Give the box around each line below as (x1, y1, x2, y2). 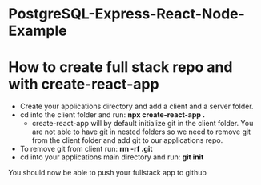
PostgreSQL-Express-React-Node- (8, 5, 246, 23)
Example (8, 22, 67, 40)
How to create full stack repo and (8, 58, 233, 77)
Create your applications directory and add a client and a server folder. (19, 101, 254, 112)
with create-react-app (8, 75, 159, 93)
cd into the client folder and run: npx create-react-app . (19, 110, 206, 120)
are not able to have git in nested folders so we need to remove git (31, 127, 251, 136)
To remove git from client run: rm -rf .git (19, 144, 153, 154)
